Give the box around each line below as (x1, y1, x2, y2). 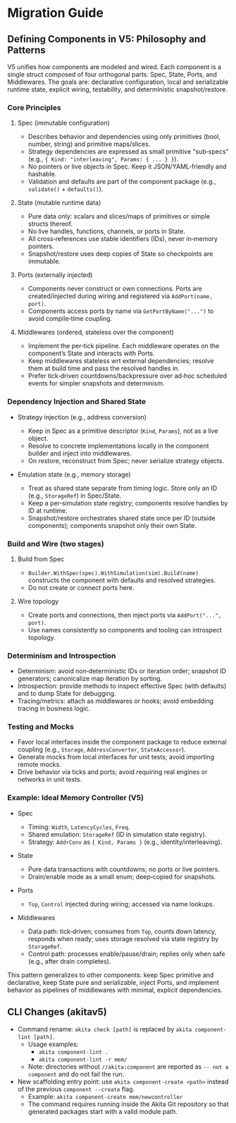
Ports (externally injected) (17, 271, 93, 279)
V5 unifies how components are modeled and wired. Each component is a (7, 63, 222, 71)
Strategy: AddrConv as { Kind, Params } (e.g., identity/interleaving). (27, 837, 223, 846)
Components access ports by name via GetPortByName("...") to (27, 307, 214, 315)
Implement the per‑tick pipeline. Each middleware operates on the (27, 342, 220, 350)
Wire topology (17, 597, 59, 606)
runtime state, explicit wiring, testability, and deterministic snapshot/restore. (7, 85, 228, 93)
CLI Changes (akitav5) (7, 1006, 107, 1018)
